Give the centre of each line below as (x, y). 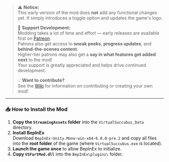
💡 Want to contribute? (41, 80)
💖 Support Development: (44, 28)
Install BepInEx (28, 133)
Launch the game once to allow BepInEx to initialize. (67, 149)
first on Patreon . (34, 38)
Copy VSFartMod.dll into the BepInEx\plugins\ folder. (68, 154)
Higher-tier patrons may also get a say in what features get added (87, 54)
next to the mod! (35, 60)
